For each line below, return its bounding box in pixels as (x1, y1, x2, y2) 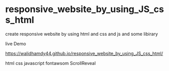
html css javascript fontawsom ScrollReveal (5, 60, 96, 66)
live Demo (5, 40, 26, 46)
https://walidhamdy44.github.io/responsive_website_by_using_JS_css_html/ (5, 50, 163, 56)
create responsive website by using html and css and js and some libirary (5, 31, 158, 37)
